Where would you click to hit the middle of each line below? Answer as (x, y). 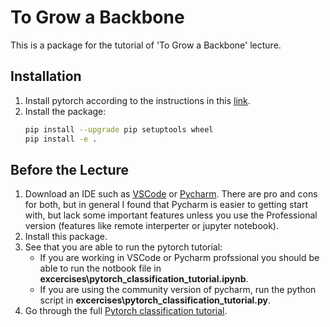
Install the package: (65, 111)
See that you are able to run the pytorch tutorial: (123, 247)
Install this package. (66, 237)
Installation (46, 76)
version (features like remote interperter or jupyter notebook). (151, 226)
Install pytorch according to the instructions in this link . (137, 100)
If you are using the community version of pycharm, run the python (178, 290)
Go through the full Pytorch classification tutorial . (126, 311)
